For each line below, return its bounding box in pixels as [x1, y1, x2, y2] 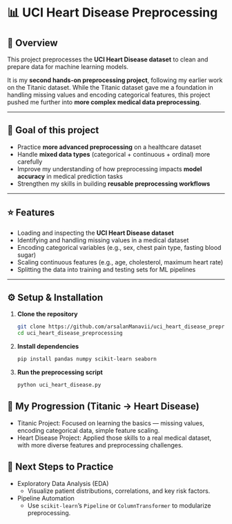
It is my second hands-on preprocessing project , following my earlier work [7, 76, 223, 84]
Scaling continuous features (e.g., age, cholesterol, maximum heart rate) [17, 258, 224, 266]
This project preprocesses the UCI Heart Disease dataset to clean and [7, 55, 209, 64]
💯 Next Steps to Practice [7, 461, 114, 473]
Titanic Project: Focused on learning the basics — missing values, [17, 418, 205, 427]
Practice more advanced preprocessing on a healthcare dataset [17, 142, 202, 151]
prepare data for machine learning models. [7, 63, 129, 70]
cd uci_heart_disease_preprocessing [17, 330, 123, 337]
